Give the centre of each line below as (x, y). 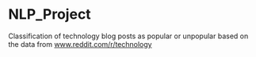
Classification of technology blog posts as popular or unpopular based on (128, 36)
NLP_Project (50, 14)
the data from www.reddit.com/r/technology (80, 44)
